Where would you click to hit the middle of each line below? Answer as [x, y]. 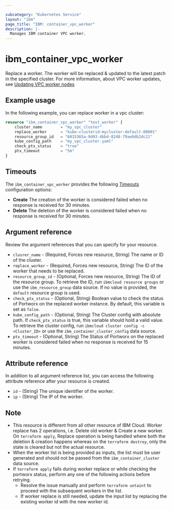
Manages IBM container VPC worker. [48, 34]
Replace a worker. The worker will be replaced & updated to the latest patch [85, 74]
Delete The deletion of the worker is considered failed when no [80, 210]
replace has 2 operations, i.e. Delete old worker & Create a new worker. [88, 431]
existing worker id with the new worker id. [65, 502]
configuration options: [29, 189]
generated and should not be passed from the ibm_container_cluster [86, 458]
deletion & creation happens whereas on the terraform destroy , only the [90, 442]
